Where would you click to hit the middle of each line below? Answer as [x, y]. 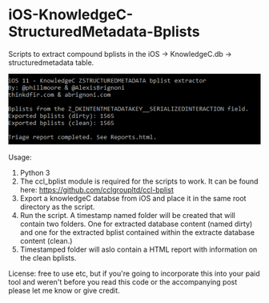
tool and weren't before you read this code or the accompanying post [123, 282]
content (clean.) [46, 241]
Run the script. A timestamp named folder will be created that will [128, 216]
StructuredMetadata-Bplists [104, 32]
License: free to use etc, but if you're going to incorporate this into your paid [134, 273]
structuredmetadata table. [51, 63]
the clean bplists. [48, 258]
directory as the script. [57, 207]
